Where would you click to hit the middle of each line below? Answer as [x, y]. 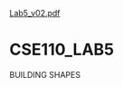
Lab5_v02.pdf [35, 13]
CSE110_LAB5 [62, 50]
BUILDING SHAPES [45, 74]
